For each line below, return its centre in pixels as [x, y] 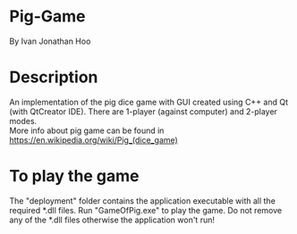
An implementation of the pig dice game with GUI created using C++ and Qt [149, 102]
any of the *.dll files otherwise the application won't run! [112, 220]
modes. [23, 121]
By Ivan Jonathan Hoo [50, 41]
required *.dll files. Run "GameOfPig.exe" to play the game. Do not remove [146, 210]
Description [54, 77]
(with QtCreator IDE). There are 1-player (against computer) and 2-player [143, 111]
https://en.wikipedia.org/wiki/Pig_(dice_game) [94, 139]
